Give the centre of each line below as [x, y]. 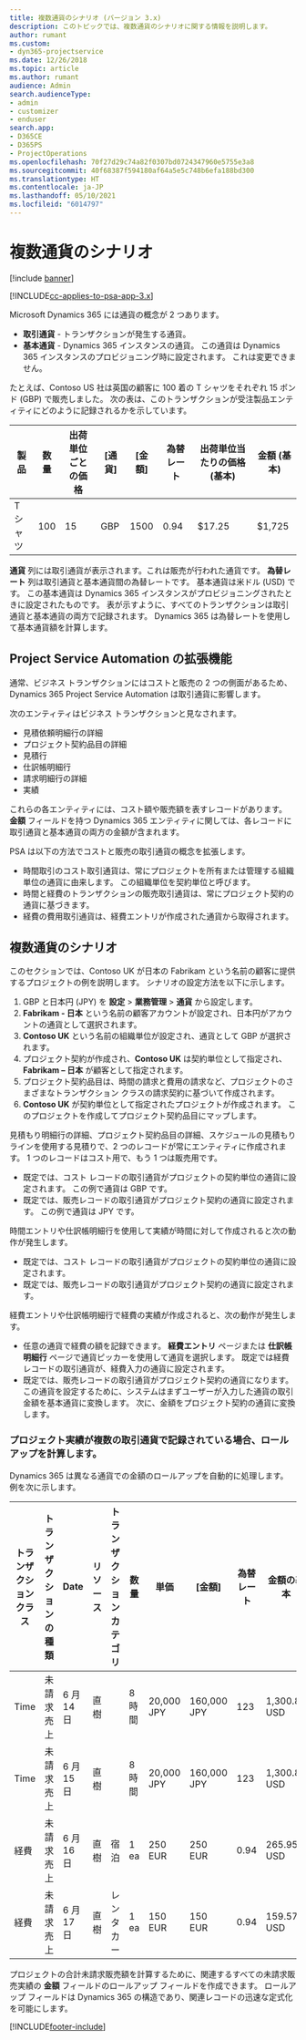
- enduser [28, 119]
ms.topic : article [44, 69]
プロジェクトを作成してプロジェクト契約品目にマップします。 [146, 1116]
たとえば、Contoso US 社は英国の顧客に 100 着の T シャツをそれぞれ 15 [143, 387]
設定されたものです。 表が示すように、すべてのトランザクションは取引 [157, 604]
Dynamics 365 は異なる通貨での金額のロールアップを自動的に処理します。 [149, 1475]
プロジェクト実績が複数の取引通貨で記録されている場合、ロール [149, 1440]
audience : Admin [40, 86]
